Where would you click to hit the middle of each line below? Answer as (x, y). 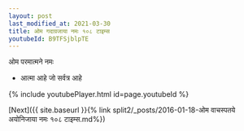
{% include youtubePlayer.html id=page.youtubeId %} (99, 94)
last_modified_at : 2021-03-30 (60, 24)
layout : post (30, 16)
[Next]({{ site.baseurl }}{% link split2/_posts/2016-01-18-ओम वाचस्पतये (122, 110)
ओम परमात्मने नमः (31, 62)
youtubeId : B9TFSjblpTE (49, 39)
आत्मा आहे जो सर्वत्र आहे (51, 78)
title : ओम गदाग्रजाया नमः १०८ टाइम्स (59, 31)
